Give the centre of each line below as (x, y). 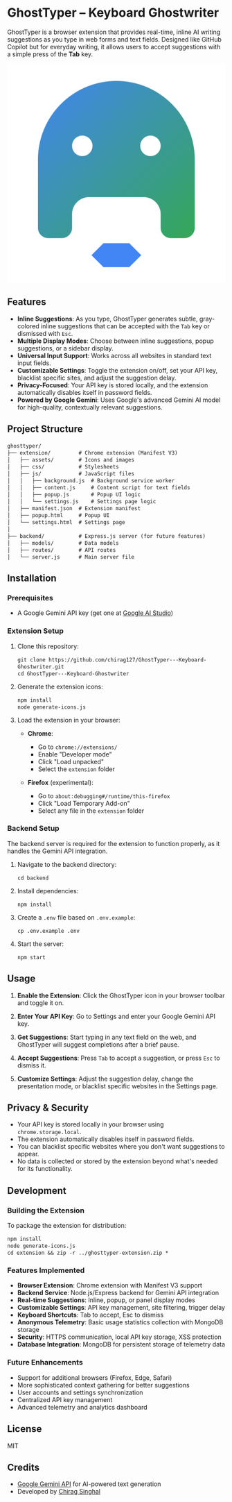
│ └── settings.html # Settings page (66, 522)
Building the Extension (46, 1210)
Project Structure (45, 429)
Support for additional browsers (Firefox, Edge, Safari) (95, 1377)
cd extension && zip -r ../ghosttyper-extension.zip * (88, 1253)
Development (37, 1191)
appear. (28, 1154)
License (25, 1429)
